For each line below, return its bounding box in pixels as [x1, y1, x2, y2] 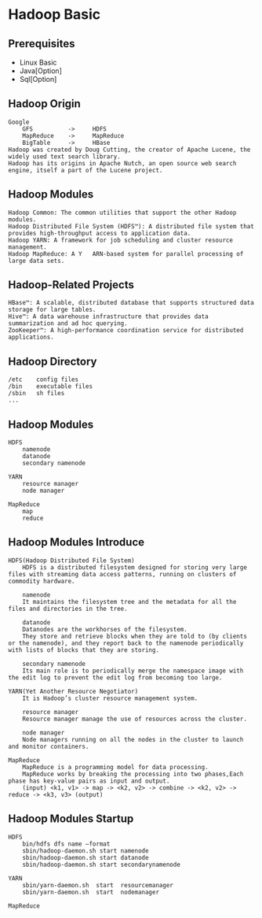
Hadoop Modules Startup [8, 813, 134, 826]
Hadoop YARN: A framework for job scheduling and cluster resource [8, 236, 234, 244]
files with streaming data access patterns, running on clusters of [8, 570, 237, 578]
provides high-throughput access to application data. [8, 229, 191, 237]
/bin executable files [8, 383, 93, 391]
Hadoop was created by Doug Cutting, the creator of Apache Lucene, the [8, 146, 251, 154]
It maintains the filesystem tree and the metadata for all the [22, 598, 237, 605]
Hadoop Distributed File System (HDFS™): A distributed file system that [8, 222, 255, 230]
